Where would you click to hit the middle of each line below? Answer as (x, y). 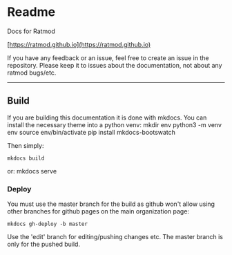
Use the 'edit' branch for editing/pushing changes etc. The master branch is (115, 237)
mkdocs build (26, 158)
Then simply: (26, 145)
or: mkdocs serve (32, 171)
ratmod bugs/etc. (32, 73)
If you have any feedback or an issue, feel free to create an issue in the (108, 58)
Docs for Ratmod (31, 31)
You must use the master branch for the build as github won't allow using (111, 204)
